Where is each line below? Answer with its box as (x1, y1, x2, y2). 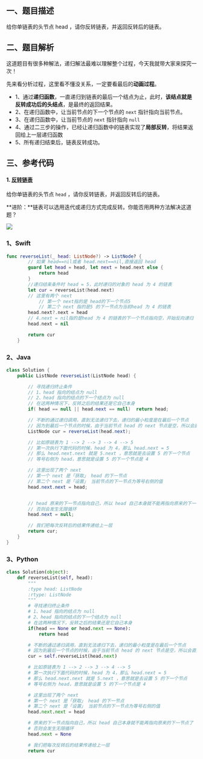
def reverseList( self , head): (17, 575, 94, 581)
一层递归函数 (31, 131, 63, 138)
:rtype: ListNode (28, 592, 71, 598)
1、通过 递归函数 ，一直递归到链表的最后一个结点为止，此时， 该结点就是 (14, 93, 192, 100)
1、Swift (6, 239, 31, 247)
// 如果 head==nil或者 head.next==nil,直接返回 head (28, 259, 156, 265)
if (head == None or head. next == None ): (28, 625, 131, 632)
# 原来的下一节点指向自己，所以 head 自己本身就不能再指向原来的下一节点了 (28, 720, 194, 726)
